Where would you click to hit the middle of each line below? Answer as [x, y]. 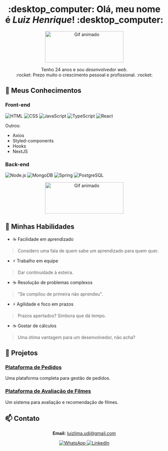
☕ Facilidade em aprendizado [43, 239]
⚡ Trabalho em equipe [35, 261]
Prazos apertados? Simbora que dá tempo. [62, 316]
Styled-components [33, 140]
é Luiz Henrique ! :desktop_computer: [85, 20]
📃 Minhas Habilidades [40, 227]
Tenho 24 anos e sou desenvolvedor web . [84, 69]
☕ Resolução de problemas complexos [52, 282]
